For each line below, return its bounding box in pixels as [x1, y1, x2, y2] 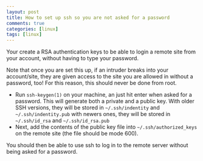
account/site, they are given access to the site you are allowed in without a [6, 73, 193, 80]
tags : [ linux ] [6, 32, 43, 38]
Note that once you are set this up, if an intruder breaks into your [6, 66, 169, 74]
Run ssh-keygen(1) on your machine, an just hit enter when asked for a [15, 91, 193, 98]
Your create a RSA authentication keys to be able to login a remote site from [6, 48, 196, 55]
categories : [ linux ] [6, 26, 59, 32]
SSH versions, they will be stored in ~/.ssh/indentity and [15, 104, 160, 111]
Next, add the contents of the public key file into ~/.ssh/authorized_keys [15, 123, 198, 131]
